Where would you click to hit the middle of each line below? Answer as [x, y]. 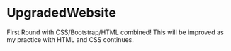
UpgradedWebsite [62, 13]
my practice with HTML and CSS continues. [70, 39]
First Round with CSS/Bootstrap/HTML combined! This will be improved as [115, 32]
